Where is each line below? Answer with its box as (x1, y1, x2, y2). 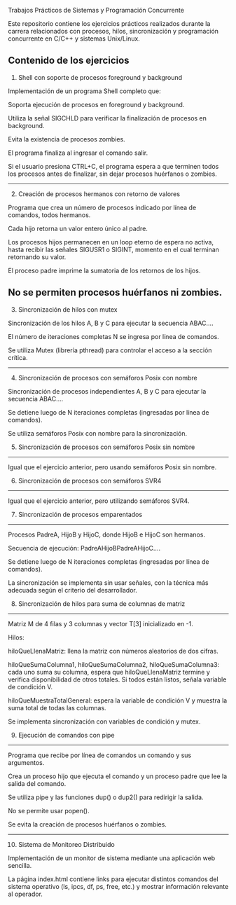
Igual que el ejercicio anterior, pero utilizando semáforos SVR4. (8, 497, 190, 505)
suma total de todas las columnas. (8, 703, 107, 712)
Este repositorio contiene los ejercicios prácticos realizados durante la (8, 20, 211, 27)
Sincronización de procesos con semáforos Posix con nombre (18, 373, 198, 382)
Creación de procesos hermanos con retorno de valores (18, 189, 181, 198)
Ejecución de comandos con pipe (18, 731, 115, 739)
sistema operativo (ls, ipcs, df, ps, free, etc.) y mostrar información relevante (8, 882, 229, 890)
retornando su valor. (8, 252, 67, 261)
